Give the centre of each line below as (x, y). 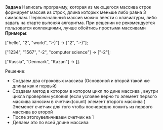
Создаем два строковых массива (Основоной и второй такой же (81, 81)
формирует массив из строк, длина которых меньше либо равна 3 (76, 12)
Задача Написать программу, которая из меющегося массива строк (78, 7)
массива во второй (33, 112)
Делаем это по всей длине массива (50, 122)
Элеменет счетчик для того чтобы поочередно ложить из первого (82, 107)
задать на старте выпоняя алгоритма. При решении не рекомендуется (80, 23)
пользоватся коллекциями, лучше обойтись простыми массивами (75, 28)
